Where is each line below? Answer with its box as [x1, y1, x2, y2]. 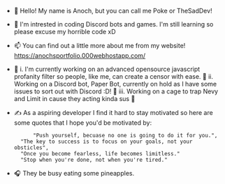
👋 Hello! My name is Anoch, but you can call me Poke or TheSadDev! [13, 7, 212, 15]
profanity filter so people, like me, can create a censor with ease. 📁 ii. [13, 72, 213, 80]
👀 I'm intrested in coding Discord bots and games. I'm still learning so [13, 20, 214, 28]
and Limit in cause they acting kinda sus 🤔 [13, 95, 136, 102]
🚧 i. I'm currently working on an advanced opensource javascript [13, 65, 201, 73]
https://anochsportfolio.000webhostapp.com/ [13, 52, 146, 59]
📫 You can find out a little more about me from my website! [13, 42, 186, 49]
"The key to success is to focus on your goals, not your [20, 138, 193, 145]
